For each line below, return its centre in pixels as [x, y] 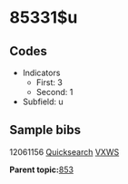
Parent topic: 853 [42, 169]
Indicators [41, 73]
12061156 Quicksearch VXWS [64, 151]
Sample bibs [45, 130]
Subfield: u [43, 102]
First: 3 [49, 82]
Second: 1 [54, 92]
